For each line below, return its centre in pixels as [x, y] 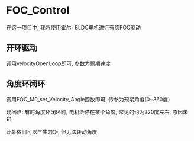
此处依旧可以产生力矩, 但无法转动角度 [52, 132]
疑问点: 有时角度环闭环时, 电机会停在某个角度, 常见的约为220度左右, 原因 [95, 112]
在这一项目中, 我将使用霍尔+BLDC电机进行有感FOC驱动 [73, 27]
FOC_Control [38, 10]
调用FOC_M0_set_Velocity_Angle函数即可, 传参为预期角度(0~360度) [88, 99]
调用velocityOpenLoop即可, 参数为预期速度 [59, 63]
